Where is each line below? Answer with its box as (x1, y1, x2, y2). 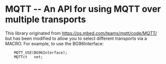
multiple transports (5, 14, 86, 25)
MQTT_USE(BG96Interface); (14, 50, 68, 55)
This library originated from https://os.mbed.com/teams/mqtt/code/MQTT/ (5, 30, 157, 36)
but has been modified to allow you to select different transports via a (5, 35, 147, 41)
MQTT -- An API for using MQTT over (5, 3, 161, 15)
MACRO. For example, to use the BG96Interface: (5, 40, 104, 46)
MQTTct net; (14, 54, 43, 60)
